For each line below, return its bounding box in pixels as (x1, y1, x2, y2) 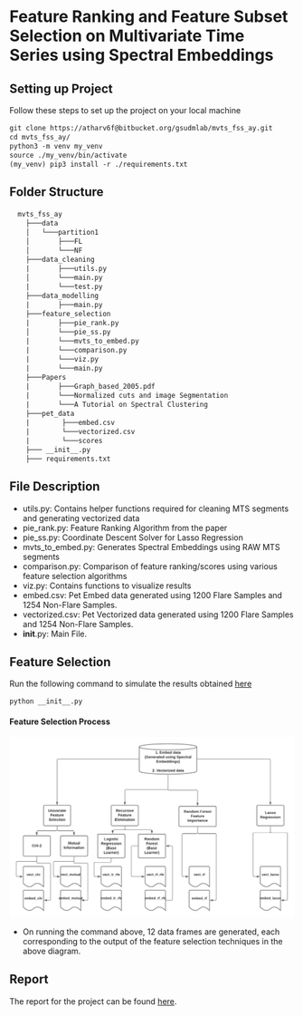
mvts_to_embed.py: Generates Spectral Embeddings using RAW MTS (22, 541, 280, 552)
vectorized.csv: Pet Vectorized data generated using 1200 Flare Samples (22, 609, 294, 620)
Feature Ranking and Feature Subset (9, 6, 289, 27)
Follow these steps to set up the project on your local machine (9, 105, 241, 115)
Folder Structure (9, 184, 104, 200)
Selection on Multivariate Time (9, 25, 245, 46)
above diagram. (22, 945, 81, 957)
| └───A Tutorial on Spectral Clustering (25, 400, 208, 409)
